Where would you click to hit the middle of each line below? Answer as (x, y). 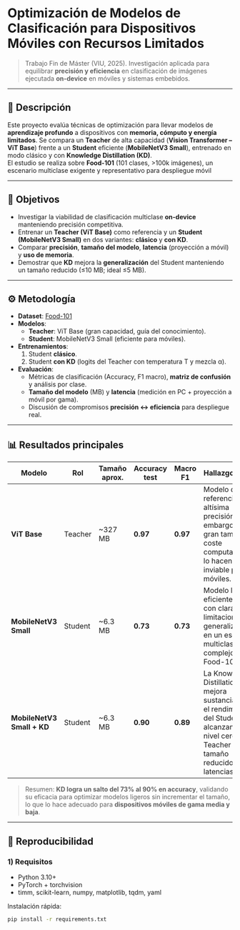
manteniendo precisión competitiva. (70, 224)
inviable (216, 570)
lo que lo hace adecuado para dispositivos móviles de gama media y (127, 804)
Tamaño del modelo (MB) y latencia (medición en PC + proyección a (130, 392)
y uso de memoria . (46, 254)
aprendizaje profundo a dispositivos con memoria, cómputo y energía (112, 132)
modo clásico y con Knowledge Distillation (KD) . (80, 155)
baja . (32, 812)
